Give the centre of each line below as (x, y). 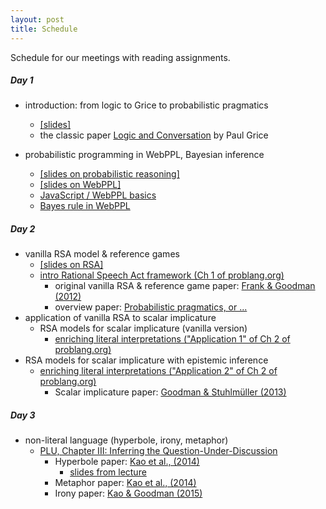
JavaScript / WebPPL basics (98, 195)
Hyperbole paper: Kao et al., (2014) (127, 462)
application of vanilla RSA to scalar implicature (120, 318)
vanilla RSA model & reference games (102, 254)
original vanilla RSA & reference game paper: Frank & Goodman (185, 286)
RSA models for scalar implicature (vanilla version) (143, 328)
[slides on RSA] (71, 265)
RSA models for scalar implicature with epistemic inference (146, 360)
